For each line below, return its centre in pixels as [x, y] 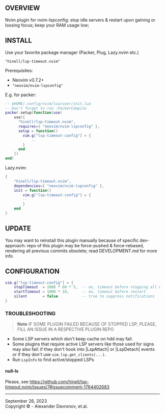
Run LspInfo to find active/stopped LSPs [53, 360]
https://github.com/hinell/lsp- [59, 382]
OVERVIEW [23, 8]
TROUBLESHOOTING [30, 313]
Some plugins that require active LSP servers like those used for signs [83, 344]
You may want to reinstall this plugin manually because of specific [72, 240]
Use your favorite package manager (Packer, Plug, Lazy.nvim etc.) [72, 52]
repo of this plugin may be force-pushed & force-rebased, [85, 245]
